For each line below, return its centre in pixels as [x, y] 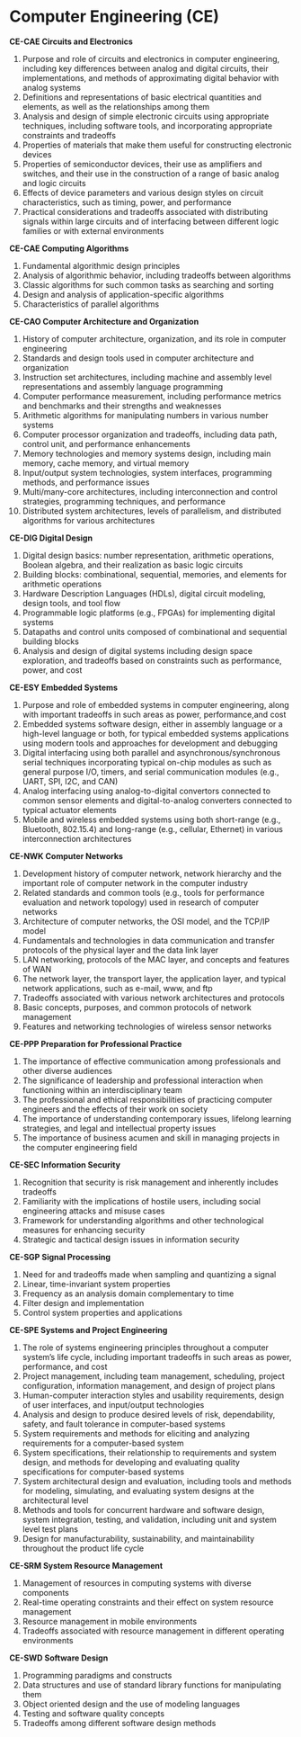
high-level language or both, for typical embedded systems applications [155, 733]
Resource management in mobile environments [110, 1621]
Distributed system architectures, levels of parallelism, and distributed [151, 511]
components [45, 1592]
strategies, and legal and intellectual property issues [119, 1128]
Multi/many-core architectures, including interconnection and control [150, 491]
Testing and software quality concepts [93, 1713]
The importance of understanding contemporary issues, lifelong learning [157, 1118]
